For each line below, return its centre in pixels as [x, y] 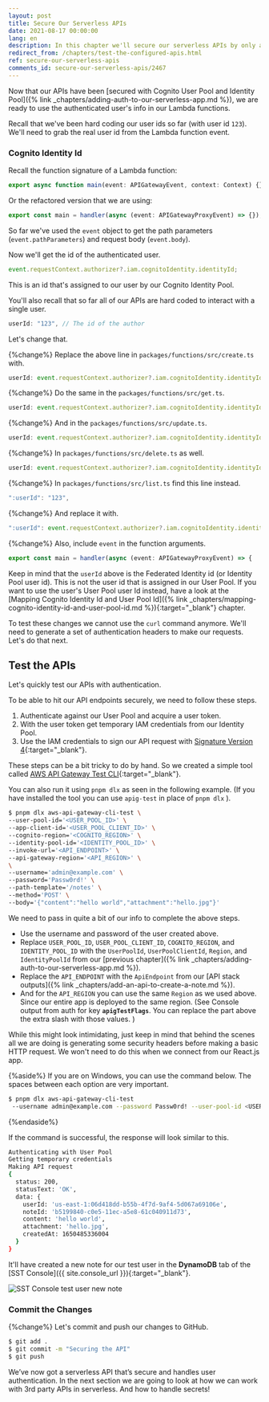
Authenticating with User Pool [60, 1152]
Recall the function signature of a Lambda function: [93, 170]
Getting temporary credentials [60, 1159]
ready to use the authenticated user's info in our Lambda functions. [119, 108]
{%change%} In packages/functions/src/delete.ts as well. [106, 453]
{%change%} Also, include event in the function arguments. [107, 543]
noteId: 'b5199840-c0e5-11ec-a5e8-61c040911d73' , [107, 1212]
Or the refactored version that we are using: [80, 200]
